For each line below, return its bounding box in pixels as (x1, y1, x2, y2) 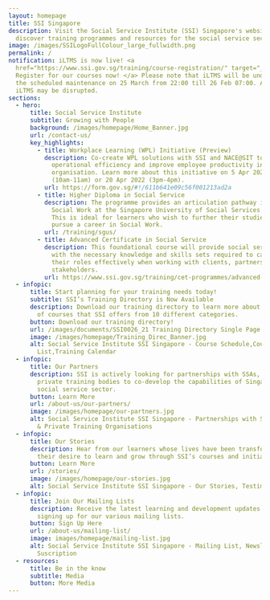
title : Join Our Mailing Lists (29, 497, 135, 505)
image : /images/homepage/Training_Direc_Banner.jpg (29, 333, 207, 341)
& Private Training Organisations (37, 422, 153, 431)
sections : (8, 94, 42, 102)
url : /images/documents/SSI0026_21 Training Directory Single (29, 325, 243, 333)
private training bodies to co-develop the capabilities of (37, 378, 243, 386)
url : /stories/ (29, 467, 81, 476)
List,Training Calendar (37, 348, 117, 356)
